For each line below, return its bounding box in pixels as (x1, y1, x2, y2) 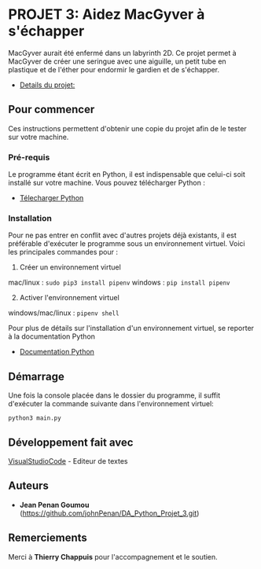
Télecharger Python (19, 193, 84, 203)
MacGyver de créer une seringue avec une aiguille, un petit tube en (8, 57, 226, 66)
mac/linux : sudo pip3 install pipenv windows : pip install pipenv (8, 277, 230, 288)
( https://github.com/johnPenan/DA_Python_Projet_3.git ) (19, 508, 200, 518)
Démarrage (8, 369, 64, 383)
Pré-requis (8, 152, 50, 163)
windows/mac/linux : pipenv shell (8, 308, 119, 318)
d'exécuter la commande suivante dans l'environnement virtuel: (8, 399, 214, 409)
